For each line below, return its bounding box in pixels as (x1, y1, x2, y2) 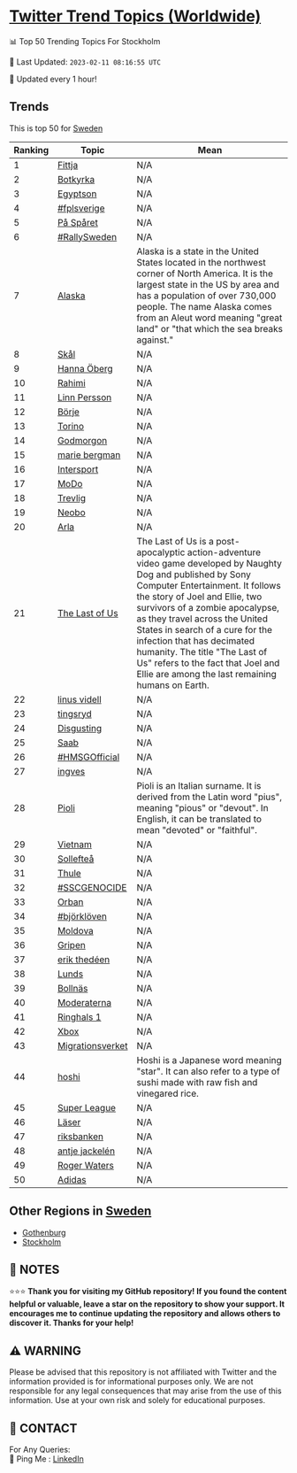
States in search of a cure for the (136, 623, 272, 636)
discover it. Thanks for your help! (9, 1317, 134, 1329)
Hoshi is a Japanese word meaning (136, 1053, 283, 1066)
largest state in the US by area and (136, 278, 280, 290)
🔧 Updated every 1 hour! (9, 73, 97, 84)
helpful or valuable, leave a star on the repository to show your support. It (9, 1299, 286, 1309)
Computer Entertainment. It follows (136, 579, 281, 591)
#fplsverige (57, 202, 105, 214)
